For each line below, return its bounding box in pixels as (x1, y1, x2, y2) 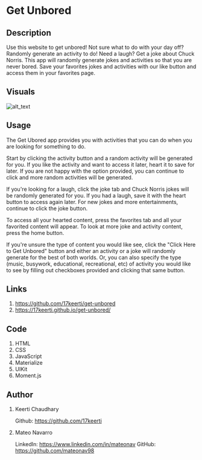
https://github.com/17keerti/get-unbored (14, 300, 116, 307)
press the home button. (6, 229, 65, 236)
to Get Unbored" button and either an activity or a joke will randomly (6, 247, 176, 254)
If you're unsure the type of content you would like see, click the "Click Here (6, 241, 196, 248)
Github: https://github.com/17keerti (14, 417, 103, 424)
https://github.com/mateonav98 (14, 447, 95, 455)
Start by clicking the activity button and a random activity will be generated (6, 155, 193, 162)
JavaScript (14, 353, 42, 360)
